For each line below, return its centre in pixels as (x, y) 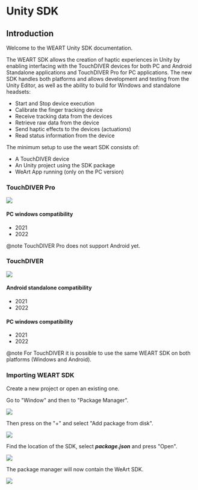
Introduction (30, 34)
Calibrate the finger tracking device (59, 110)
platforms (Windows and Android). (49, 359)
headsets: (19, 92)
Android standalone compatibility (49, 288)
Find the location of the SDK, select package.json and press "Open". (92, 446)
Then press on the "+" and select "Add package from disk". (80, 423)
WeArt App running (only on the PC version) (70, 172)
